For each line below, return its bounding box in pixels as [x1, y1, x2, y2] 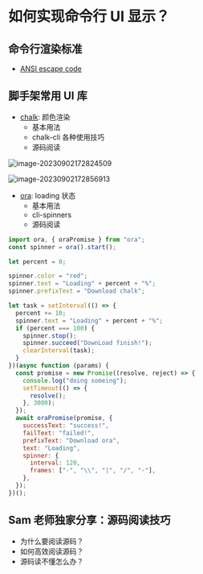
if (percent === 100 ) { [15, 324, 95, 332]
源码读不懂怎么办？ [19, 556, 84, 566]
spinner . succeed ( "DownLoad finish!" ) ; [22, 339, 152, 347]
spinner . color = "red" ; [8, 272, 88, 281]
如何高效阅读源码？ [19, 546, 84, 556]
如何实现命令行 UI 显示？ [8, 7, 170, 26]
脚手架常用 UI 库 [8, 89, 88, 103]
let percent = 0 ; [8, 257, 67, 266]
